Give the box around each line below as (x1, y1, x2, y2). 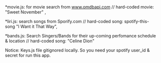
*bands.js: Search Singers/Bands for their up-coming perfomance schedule (5, 33, 156, 38)
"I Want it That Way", (16, 24, 58, 29)
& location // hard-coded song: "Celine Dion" (5, 38, 95, 44)
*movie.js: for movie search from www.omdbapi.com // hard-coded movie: (5, 4, 154, 10)
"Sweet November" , (5, 9, 46, 15)
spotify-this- (124, 19, 149, 24)
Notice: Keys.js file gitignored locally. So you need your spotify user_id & (5, 48, 150, 53)
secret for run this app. (5, 52, 51, 58)
